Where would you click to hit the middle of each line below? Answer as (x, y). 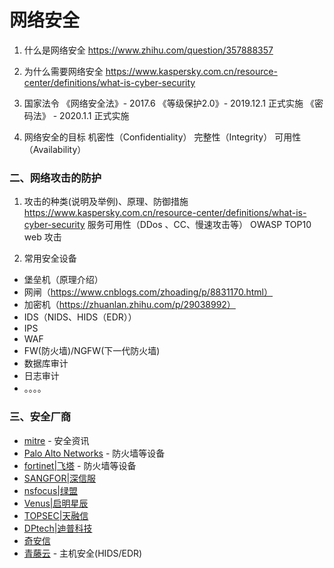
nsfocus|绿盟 (50, 490)
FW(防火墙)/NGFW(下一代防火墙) (92, 351)
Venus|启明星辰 (56, 503)
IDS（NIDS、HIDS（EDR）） (80, 317)
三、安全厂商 (40, 417)
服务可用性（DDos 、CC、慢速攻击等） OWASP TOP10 (199, 225)
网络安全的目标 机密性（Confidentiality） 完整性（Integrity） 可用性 (162, 137)
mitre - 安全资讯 (56, 440)
